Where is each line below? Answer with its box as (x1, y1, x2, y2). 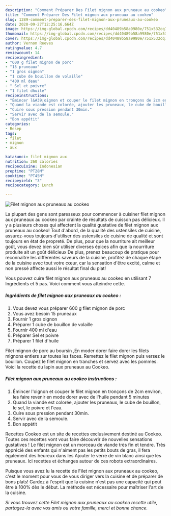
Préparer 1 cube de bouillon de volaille (12, 322, 93, 328)
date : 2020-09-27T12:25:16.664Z (5, 21, 74, 27)
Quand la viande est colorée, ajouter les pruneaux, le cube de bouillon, (12, 399, 161, 406)
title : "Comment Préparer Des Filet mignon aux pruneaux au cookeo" (5, 12, 154, 17)
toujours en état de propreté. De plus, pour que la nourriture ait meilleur (5, 238, 155, 244)
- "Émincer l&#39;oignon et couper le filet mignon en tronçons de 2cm (5, 97, 160, 103)
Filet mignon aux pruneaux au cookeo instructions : (5, 376, 117, 382)
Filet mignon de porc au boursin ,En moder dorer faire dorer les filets (5, 348, 149, 354)
